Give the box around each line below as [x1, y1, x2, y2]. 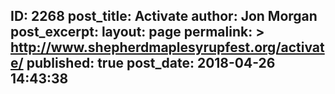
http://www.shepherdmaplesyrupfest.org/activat [10, 39, 325, 56]
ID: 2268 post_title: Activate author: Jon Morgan [10, 8, 318, 25]
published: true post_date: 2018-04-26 [26, 55, 276, 72]
